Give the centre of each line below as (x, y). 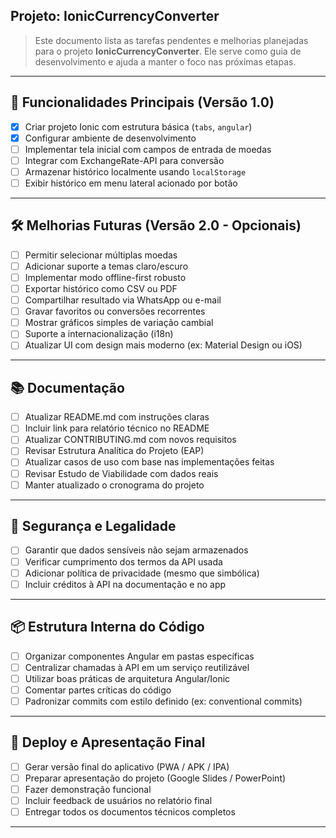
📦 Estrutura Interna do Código (107, 627)
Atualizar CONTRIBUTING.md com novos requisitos (130, 440)
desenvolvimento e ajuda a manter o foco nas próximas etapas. (165, 61)
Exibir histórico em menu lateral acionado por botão (131, 183)
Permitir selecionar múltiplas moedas (101, 255)
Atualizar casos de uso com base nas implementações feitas (149, 462)
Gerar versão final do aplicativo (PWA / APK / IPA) (127, 766)
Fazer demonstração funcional (88, 789)
